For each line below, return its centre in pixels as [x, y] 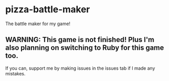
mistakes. [15, 73]
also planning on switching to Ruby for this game [85, 48]
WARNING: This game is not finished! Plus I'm [80, 40]
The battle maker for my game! [38, 24]
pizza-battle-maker [48, 9]
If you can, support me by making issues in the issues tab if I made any [80, 68]
